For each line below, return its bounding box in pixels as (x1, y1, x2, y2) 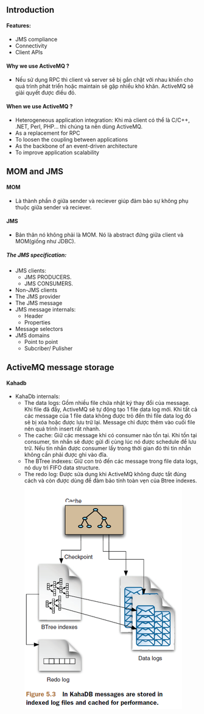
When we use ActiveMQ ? (6, 103, 73, 110)
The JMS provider (15, 293, 61, 300)
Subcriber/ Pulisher (24, 345, 73, 352)
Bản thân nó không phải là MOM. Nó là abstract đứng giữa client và (15, 231, 184, 238)
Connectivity (15, 42, 47, 49)
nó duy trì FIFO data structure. (24, 464, 100, 471)
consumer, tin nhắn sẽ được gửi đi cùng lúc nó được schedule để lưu (24, 438, 197, 446)
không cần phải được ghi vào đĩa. (24, 451, 108, 459)
